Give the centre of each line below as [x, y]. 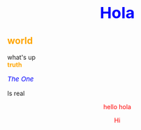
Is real [16, 94]
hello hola [117, 107]
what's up [22, 58]
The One [21, 79]
